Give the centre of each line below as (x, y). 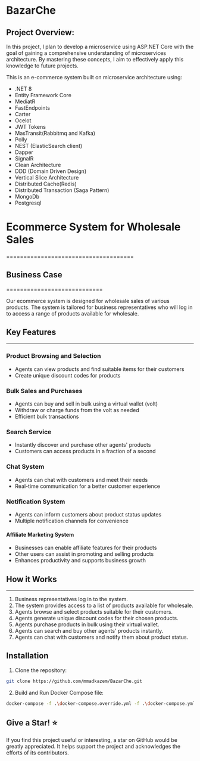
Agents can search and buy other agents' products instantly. (89, 631)
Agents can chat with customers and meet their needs (81, 480)
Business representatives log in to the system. (71, 599)
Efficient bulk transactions (47, 417)
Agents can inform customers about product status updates (88, 515)
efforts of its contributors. (38, 753)
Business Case (34, 275)
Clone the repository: (41, 670)
